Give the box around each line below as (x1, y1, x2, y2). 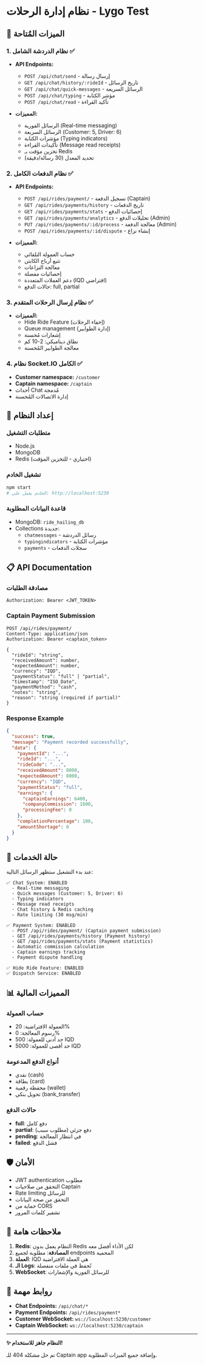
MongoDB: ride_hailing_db (15, 518, 84, 526)
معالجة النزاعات (24, 263, 60, 271)
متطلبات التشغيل (6, 429, 51, 437)
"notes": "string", (12, 689, 61, 695)
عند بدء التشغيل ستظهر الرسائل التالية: (6, 868, 93, 875)
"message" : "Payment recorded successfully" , (12, 739, 129, 745)
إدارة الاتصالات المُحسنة (15, 392, 69, 400)
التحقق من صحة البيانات (15, 1196, 69, 1203)
